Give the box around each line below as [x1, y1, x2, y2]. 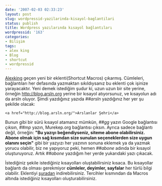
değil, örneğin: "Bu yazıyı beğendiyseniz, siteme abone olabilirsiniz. [5, 130, 145, 136]
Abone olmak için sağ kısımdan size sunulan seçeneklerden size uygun [5, 135, 153, 141]
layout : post [5, 12, 32, 17]
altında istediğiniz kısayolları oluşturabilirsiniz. [5, 176, 97, 182]
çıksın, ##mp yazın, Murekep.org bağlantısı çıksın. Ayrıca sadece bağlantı [5, 124, 153, 130]
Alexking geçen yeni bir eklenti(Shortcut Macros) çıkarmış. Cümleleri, [5, 75, 144, 81]
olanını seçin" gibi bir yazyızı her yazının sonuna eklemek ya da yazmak [5, 140, 150, 146]
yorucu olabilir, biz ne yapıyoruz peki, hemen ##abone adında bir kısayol [5, 145, 151, 151]
